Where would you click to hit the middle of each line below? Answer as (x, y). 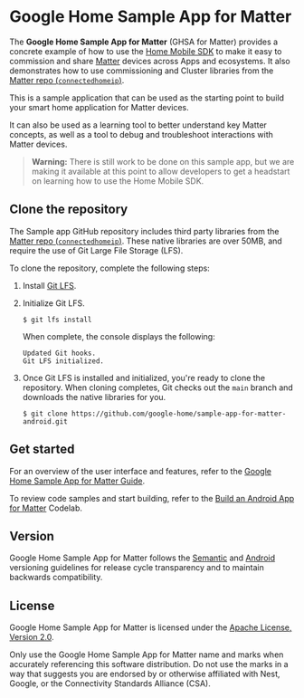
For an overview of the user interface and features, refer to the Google (140, 471)
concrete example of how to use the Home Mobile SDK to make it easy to (146, 51)
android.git (45, 421)
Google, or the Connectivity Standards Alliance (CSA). (110, 684)
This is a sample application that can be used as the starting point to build (147, 98)
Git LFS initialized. (63, 361)
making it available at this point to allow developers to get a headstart (161, 171)
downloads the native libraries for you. (94, 397)
